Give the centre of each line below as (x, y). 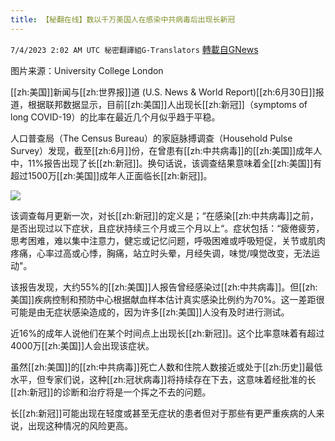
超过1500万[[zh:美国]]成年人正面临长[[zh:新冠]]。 (111, 175)
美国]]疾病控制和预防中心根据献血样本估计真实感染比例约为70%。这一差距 (163, 299)
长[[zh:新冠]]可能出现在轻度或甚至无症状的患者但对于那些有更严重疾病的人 (163, 413)
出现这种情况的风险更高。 (80, 425)
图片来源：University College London (87, 70)
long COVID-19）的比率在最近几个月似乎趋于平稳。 (115, 117)
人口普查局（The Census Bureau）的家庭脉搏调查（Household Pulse (151, 138)
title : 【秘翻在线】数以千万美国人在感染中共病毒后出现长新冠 (123, 19)
